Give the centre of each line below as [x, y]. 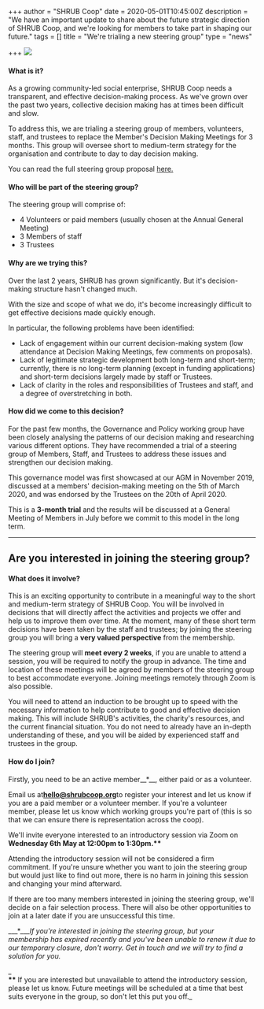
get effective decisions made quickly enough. [82, 312]
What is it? [26, 71]
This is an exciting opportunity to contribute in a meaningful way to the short [132, 596]
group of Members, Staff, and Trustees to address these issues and [117, 454]
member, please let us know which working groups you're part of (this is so [130, 811]
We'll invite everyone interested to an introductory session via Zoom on [123, 835]
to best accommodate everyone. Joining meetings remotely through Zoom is [132, 678]
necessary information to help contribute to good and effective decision [125, 710]
